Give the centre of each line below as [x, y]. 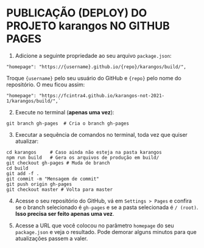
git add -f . [23, 173]
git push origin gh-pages [39, 184]
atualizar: [27, 141]
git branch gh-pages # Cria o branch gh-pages [68, 123]
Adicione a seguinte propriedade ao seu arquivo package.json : [93, 55]
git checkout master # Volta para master [60, 189]
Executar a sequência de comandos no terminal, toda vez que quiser [101, 134]
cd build [17, 168]
